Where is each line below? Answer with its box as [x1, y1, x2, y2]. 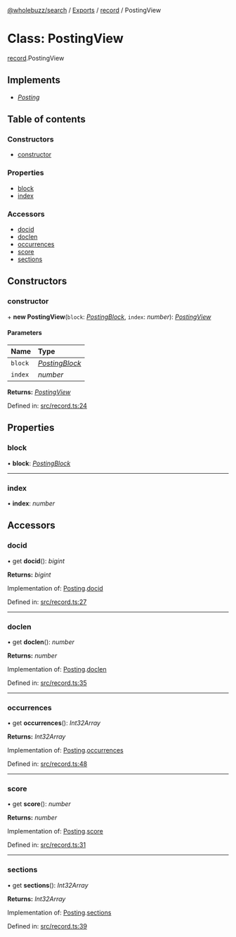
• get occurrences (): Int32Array [7, 719, 100, 727]
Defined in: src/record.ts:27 [7, 598, 87, 606]
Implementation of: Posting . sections [7, 908, 112, 917]
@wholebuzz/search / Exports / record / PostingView [7, 6, 162, 14]
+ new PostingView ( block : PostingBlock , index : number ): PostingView [7, 313, 211, 321]
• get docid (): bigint [7, 556, 65, 565]
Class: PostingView [7, 31, 124, 46]
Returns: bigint [7, 570, 51, 579]
